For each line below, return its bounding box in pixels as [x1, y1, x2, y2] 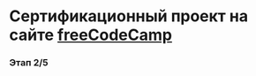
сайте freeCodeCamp [9, 25, 172, 45]
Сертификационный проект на [9, 6, 249, 27]
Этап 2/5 [9, 57, 49, 69]
